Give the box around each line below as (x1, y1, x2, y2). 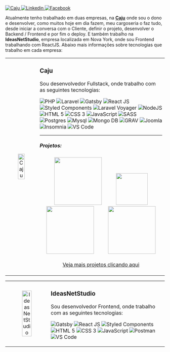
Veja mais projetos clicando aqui (62, 261, 140, 268)
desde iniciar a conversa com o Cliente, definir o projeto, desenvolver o (5, 25, 154, 31)
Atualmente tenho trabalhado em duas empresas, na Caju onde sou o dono (5, 15, 162, 21)
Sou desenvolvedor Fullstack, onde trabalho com (39, 80, 156, 87)
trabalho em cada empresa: (5, 47, 63, 53)
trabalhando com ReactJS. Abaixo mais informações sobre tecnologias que (5, 42, 162, 48)
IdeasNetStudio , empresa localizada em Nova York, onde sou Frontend (5, 37, 154, 42)
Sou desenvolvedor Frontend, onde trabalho (50, 303, 156, 310)
